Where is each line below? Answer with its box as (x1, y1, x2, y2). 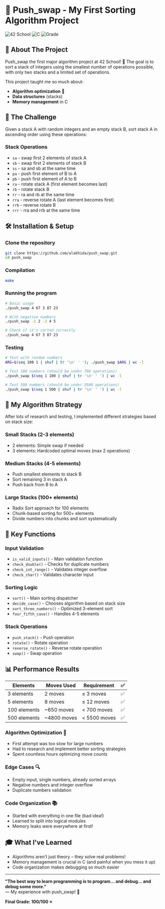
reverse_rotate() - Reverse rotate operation (12, 645, 102, 651)
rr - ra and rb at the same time (12, 191, 75, 197)
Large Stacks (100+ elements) (5, 494, 79, 501)
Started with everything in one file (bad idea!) (12, 813, 104, 819)
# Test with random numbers (5, 355, 63, 361)
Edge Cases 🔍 (5, 764, 40, 770)
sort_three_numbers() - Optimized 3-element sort (12, 606, 113, 612)
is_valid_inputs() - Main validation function (12, 556, 103, 562)
